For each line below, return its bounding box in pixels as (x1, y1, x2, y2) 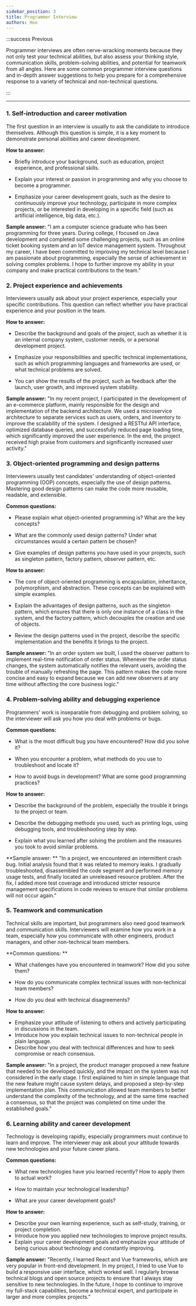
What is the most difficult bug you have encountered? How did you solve (14, 738, 190, 745)
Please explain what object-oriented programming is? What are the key (14, 514, 185, 521)
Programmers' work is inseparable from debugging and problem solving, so (6, 708, 188, 715)
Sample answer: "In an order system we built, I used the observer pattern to (6, 650, 190, 657)
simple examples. (14, 591, 57, 598)
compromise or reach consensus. (14, 1050, 96, 1057)
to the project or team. (14, 808, 69, 815)
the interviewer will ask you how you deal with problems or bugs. (6, 715, 162, 722)
